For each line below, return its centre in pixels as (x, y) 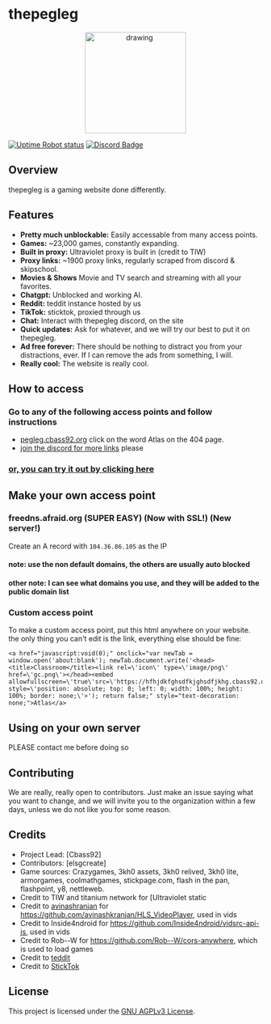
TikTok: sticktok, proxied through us (80, 311)
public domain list (39, 592)
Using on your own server (75, 728)
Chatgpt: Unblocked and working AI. (81, 294)
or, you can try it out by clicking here (81, 469)
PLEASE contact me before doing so (69, 747)
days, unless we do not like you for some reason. (90, 809)
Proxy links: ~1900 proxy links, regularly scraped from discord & (127, 260)
